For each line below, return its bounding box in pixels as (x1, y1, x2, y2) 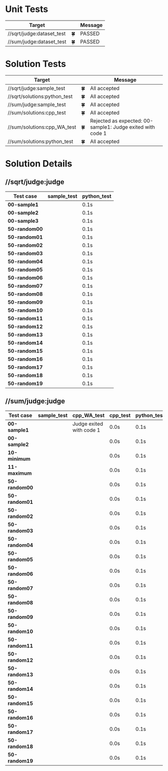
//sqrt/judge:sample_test (7, 85, 65, 92)
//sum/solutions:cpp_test (7, 109, 66, 116)
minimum (7, 455, 31, 462)
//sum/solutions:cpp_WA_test (7, 124, 76, 131)
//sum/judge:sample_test (7, 101, 66, 108)
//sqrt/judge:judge (5, 178, 64, 186)
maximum (7, 469, 32, 476)
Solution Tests (5, 59, 66, 70)
